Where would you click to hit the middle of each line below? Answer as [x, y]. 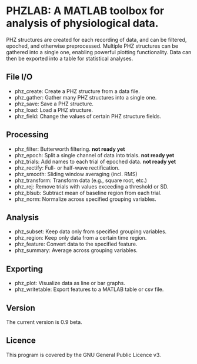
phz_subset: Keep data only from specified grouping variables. [91, 231]
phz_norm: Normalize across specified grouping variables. [86, 199]
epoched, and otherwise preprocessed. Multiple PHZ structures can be [92, 46]
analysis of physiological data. [82, 23]
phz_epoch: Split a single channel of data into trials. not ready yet [94, 155]
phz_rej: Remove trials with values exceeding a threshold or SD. [91, 186]
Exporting [24, 269]
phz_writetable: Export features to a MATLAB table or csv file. [89, 289]
